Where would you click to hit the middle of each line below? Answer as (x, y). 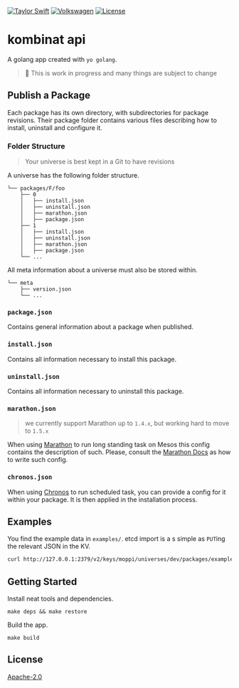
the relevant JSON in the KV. (49, 547)
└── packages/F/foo (36, 188)
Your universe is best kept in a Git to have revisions (100, 162)
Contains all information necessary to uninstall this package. (96, 391)
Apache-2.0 (25, 677)
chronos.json (30, 477)
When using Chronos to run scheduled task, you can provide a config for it (117, 492)
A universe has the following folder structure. (74, 176)
